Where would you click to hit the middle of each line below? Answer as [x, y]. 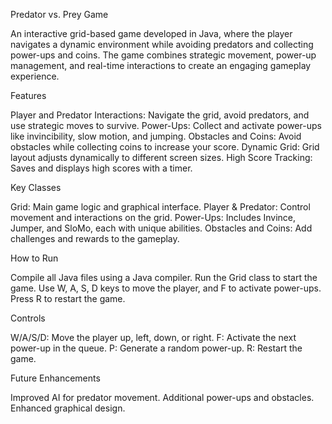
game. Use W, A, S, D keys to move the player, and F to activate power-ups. [166, 288]
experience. [35, 76]
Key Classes [36, 187]
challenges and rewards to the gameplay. [95, 238]
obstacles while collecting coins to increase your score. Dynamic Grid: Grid [165, 147]
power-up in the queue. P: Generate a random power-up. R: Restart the [156, 348]
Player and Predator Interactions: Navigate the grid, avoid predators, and [160, 115]
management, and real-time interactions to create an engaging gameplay [161, 65]
